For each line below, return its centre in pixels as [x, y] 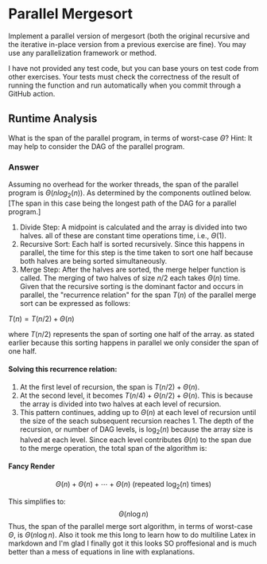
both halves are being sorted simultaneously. [93, 260]
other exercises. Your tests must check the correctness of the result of [124, 76]
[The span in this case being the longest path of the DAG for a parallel [122, 203]
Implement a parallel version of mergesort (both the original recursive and [129, 36]
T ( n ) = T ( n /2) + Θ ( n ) [41, 319]
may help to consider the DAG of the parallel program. [97, 146]
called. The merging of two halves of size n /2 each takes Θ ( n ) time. [130, 278]
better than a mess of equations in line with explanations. [102, 551]
